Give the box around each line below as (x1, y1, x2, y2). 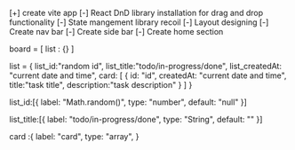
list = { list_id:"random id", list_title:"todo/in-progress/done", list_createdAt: (9, 61, 283, 71)
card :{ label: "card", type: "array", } (9, 131, 140, 141)
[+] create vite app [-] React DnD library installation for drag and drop (9, 8, 264, 18)
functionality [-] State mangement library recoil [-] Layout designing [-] (9, 17, 269, 28)
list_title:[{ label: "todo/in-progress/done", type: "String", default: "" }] (9, 114, 263, 124)
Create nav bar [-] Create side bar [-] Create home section (9, 27, 224, 36)
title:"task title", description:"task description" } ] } (9, 80, 193, 90)
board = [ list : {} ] (9, 43, 75, 54)
